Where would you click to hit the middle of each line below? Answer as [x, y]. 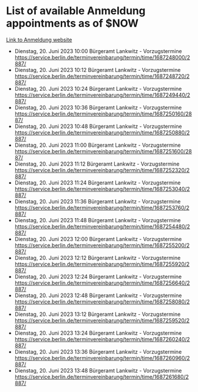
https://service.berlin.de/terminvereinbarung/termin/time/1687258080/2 [102, 301]
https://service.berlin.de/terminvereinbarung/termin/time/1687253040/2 [102, 189]
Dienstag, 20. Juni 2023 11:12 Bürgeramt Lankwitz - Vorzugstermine [97, 164]
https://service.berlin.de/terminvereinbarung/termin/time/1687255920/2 [102, 264]
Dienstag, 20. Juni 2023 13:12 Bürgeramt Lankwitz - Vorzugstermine [98, 314]
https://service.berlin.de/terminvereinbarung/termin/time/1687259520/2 [102, 320]
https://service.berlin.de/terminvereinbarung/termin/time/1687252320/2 [102, 170]
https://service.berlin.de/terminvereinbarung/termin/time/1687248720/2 [102, 76]
